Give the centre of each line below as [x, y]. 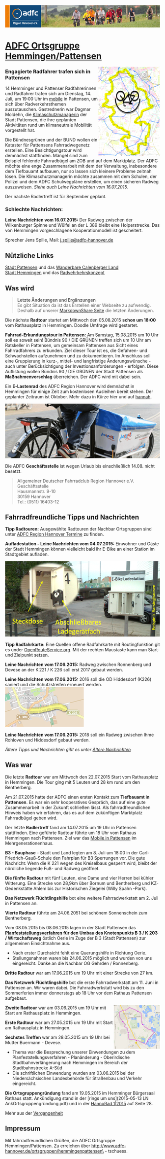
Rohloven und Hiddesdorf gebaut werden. [47, 740]
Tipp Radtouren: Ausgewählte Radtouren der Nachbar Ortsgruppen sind [79, 529]
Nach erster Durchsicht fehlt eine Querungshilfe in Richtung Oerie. [79, 953]
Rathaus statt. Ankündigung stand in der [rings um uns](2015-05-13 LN [77, 1098]
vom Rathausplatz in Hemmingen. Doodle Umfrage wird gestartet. [72, 325]
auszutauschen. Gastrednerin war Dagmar [48, 109]
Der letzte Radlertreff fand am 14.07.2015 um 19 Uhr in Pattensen [71, 827]
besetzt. [14, 471]
